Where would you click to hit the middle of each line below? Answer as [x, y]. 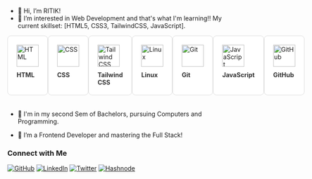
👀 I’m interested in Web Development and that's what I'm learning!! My [119, 18]
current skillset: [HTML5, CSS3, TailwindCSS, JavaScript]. [101, 26]
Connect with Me [37, 153]
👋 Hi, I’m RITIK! [39, 11]
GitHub [283, 75]
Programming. [38, 121]
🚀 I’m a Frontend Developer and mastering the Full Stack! [100, 135]
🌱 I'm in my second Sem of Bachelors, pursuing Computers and [110, 114]
